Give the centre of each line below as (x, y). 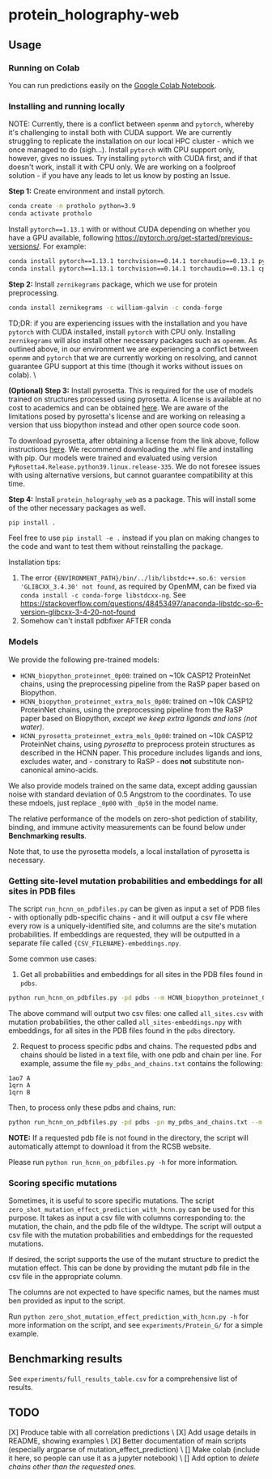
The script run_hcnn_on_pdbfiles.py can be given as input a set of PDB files (134, 909)
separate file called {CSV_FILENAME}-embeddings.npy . (95, 943)
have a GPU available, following (61, 237)
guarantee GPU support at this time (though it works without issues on (126, 366)
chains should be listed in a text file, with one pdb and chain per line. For (141, 1055)
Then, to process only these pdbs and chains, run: (92, 1107)
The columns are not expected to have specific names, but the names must (134, 1292)
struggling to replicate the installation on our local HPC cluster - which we (131, 141)
